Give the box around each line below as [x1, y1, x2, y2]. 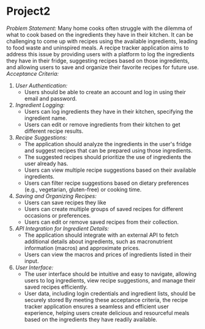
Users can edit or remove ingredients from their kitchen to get [24, 120, 181, 128]
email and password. [24, 95, 77, 102]
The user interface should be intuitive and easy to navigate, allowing [24, 270, 197, 278]
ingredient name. [24, 114, 67, 122]
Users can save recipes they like [24, 199, 106, 206]
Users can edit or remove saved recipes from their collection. [24, 218, 179, 226]
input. [24, 257, 39, 264]
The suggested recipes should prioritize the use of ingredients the [24, 153, 192, 160]
